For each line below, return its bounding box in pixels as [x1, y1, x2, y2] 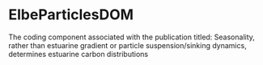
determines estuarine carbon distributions [8, 49, 148, 59]
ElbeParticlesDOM [8, 6, 134, 24]
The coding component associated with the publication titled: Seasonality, [8, 32, 255, 42]
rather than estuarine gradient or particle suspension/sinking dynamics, [8, 40, 247, 50]
